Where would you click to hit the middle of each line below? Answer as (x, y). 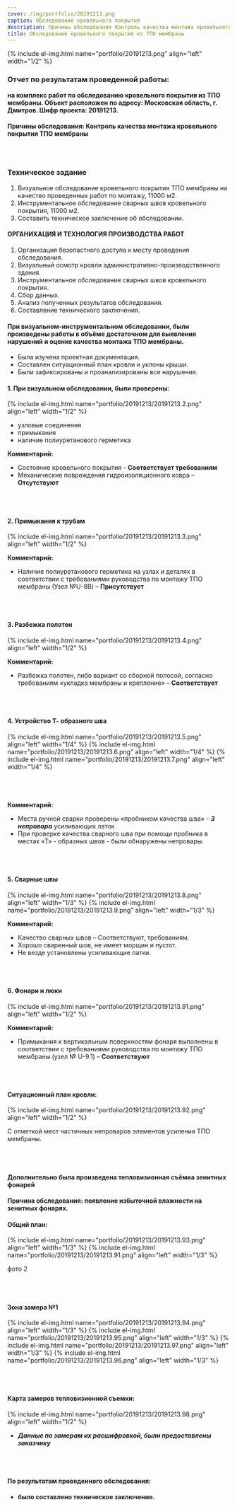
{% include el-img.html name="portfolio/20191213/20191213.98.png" (107, 1414)
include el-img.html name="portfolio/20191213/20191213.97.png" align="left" (118, 1346)
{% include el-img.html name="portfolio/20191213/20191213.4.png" (105, 640)
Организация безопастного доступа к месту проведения (103, 250)
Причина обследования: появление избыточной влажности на (105, 1201)
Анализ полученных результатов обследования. (90, 302)
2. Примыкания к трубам (46, 521)
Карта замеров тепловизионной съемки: (71, 1399)
